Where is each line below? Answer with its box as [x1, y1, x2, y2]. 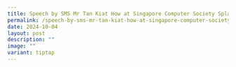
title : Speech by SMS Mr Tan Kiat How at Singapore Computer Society [7, 10, 216, 17]
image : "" [7, 43, 37, 50]
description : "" [7, 36, 55, 43]
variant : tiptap [7, 50, 55, 57]
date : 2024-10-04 [7, 23, 58, 30]
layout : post [7, 29, 46, 37]
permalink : [7, 17, 39, 24]
